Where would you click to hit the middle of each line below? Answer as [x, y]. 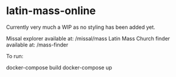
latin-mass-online [51, 11]
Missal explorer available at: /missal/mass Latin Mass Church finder [88, 38]
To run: [15, 56]
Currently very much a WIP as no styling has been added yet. [81, 27]
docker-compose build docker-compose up [59, 67]
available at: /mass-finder [37, 45]
